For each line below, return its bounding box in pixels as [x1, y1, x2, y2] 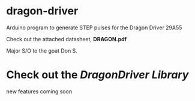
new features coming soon [6, 88, 73, 95]
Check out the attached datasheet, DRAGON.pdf [6, 35, 127, 42]
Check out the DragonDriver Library [6, 68, 189, 82]
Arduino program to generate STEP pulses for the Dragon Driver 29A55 [6, 24, 182, 31]
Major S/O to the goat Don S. [6, 47, 78, 54]
